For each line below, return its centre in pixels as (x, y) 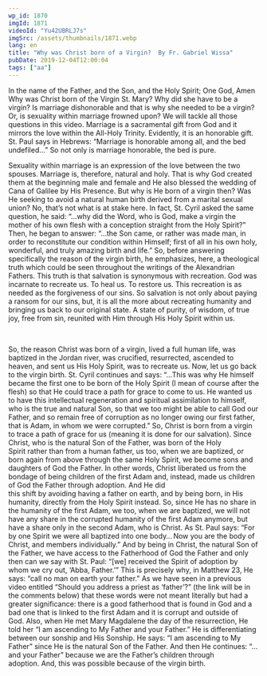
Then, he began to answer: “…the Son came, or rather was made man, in (127, 233)
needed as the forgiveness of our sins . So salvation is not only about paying (133, 292)
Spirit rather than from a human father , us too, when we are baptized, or (126, 451)
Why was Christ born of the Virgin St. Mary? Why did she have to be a (123, 99)
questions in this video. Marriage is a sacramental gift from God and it (123, 124)
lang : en (23, 46)
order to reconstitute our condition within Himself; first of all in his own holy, (133, 241)
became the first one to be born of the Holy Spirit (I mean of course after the (134, 383)
